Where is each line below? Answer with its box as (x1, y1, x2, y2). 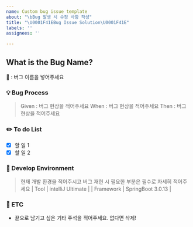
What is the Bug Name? (6, 57, 94, 67)
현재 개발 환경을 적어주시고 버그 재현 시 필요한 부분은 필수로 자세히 (20, 178, 172, 185)
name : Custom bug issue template (6, 8, 88, 15)
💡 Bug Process (6, 89, 49, 97)
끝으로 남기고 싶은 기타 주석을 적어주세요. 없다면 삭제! (14, 215, 136, 222)
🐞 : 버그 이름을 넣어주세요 (6, 73, 64, 80)
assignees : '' (6, 31, 41, 36)
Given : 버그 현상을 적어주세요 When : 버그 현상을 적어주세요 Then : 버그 (20, 103, 187, 110)
